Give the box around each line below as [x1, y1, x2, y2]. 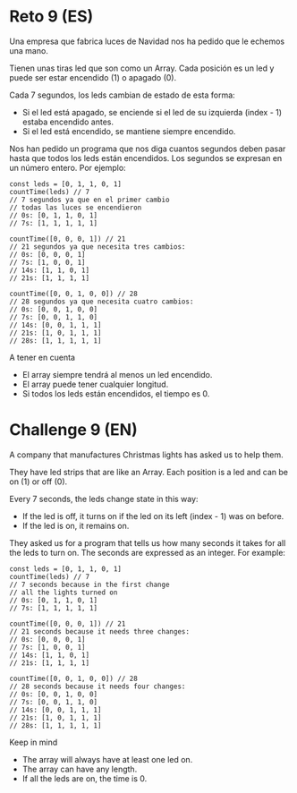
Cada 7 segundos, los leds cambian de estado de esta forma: [9, 90, 235, 100]
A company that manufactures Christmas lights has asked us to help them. [9, 449, 284, 460]
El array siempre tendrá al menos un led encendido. [21, 369, 213, 379]
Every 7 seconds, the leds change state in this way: [9, 493, 199, 504]
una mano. [9, 45, 49, 55]
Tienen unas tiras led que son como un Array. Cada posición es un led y [9, 63, 275, 73]
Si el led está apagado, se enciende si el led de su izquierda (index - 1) [21, 107, 283, 117]
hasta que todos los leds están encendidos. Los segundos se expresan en [9, 152, 283, 163]
